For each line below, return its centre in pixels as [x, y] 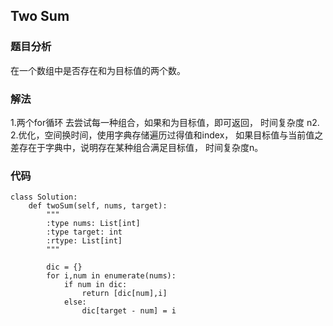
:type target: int [84, 232]
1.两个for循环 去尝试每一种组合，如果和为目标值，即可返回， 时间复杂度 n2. [165, 122]
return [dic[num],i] [124, 294]
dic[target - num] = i [129, 311]
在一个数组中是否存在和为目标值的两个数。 [98, 70]
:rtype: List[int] [84, 241]
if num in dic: [95, 285]
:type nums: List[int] [93, 224]
